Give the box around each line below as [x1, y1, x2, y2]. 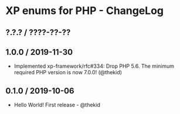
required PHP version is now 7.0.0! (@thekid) [13, 69, 123, 76]
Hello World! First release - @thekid [13, 101, 101, 109]
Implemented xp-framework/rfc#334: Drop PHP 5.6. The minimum [13, 63, 174, 70]
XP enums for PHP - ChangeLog [5, 4, 164, 18]
